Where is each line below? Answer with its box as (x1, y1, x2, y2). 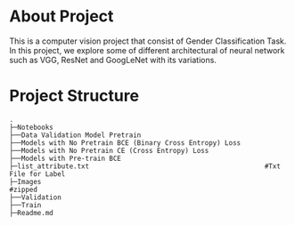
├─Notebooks (9, 123, 53, 132)
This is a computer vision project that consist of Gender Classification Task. (9, 36, 287, 46)
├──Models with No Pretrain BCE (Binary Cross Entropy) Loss (9, 138, 242, 148)
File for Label (9, 169, 66, 179)
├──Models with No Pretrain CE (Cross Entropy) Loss (9, 146, 209, 155)
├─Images (9, 177, 42, 186)
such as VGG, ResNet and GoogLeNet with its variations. (9, 54, 217, 65)
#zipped (9, 185, 38, 194)
